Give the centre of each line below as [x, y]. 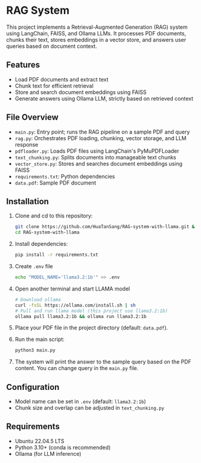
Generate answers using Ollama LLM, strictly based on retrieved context [104, 98]
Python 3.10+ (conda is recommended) [63, 447]
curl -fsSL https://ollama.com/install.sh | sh [75, 305]
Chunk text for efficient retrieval [54, 86]
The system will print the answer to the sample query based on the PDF [103, 362]
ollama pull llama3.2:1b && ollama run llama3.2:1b [80, 316]
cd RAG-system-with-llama [47, 232]
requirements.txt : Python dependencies [65, 176]
